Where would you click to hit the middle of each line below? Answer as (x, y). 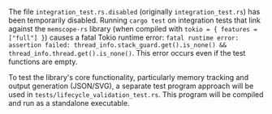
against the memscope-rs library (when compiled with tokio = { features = (133, 29)
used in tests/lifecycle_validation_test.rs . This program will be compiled (136, 95)
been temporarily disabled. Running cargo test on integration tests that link (135, 20)
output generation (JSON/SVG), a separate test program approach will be (131, 86)
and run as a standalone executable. (69, 103)
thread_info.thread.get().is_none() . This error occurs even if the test (127, 53)
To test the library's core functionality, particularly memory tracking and (129, 77)
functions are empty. (43, 61)
